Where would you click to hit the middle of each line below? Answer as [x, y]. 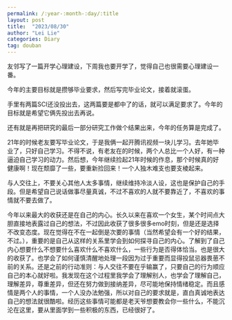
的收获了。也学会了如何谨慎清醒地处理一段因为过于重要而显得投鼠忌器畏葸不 [116, 258]
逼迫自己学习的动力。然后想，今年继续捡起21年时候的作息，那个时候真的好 [113, 159]
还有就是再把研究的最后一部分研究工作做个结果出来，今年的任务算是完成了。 [116, 128]
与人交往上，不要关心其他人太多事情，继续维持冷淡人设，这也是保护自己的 [113, 183]
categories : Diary [33, 39]
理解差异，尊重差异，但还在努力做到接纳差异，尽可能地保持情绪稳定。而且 [113, 284]
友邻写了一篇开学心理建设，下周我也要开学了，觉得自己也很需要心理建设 [110, 66]
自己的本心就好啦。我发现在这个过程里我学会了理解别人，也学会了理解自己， [116, 275]
